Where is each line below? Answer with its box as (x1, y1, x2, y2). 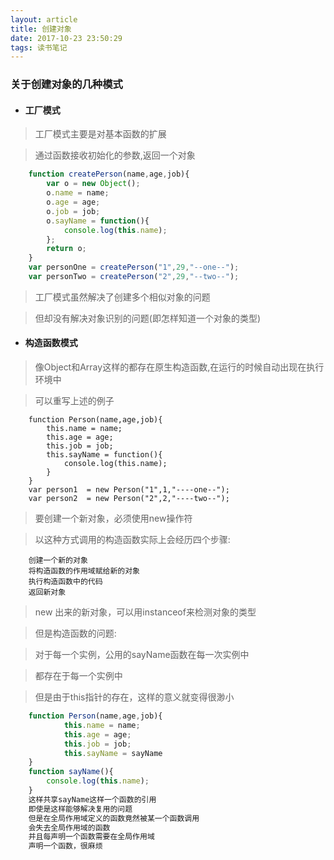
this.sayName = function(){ (46, 450, 163, 460)
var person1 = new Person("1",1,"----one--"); (28, 485, 230, 495)
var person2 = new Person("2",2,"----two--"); (28, 494, 230, 504)
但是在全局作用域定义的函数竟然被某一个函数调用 (28, 813, 200, 823)
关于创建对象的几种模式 (10, 77, 123, 91)
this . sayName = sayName (63, 748, 163, 758)
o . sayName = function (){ (46, 216, 150, 226)
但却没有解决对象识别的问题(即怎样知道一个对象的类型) (34, 312, 262, 324)
